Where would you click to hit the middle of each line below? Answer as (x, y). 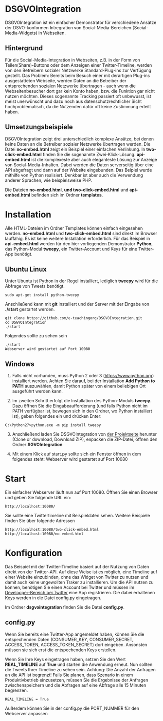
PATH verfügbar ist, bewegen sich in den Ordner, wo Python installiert (82, 411)
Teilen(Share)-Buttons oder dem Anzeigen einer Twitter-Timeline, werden (79, 65)
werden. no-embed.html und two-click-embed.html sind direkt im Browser (81, 233)
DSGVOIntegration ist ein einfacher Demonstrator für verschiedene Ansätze (81, 22)
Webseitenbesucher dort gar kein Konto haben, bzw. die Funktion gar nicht (80, 91)
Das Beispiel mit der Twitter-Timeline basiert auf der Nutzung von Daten (77, 567)
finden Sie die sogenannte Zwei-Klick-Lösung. (89, 154)
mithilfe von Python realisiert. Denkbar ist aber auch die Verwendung (74, 175)
